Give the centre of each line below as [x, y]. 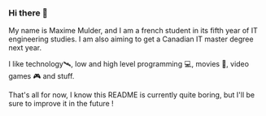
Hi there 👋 [28, 13]
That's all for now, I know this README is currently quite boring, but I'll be [131, 95]
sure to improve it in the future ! [61, 104]
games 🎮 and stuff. [41, 76]
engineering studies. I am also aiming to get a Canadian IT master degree [131, 39]
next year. [25, 48]
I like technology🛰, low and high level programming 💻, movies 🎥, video [129, 64]
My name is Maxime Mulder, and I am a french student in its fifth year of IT [133, 31]
